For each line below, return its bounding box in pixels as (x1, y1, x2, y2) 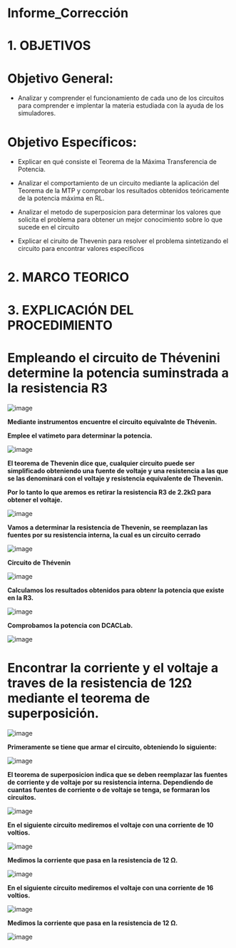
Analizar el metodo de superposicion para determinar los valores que (17, 208, 221, 217)
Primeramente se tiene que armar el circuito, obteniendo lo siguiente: (7, 743, 217, 751)
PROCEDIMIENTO (7, 317, 113, 333)
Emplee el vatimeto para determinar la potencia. (7, 431, 153, 440)
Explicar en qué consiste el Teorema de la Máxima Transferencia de (17, 158, 217, 166)
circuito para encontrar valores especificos (17, 244, 145, 253)
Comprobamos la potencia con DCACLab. (7, 621, 133, 629)
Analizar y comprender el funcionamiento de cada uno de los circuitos (17, 94, 225, 103)
